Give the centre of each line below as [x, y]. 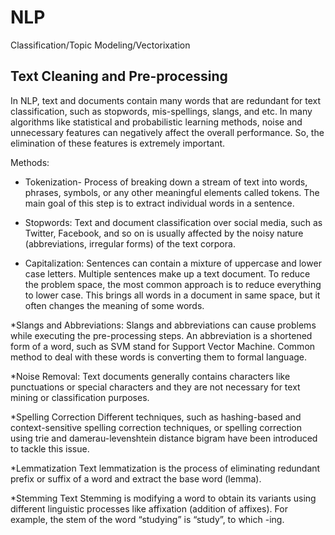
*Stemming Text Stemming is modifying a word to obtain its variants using [163, 498]
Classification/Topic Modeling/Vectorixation [100, 45]
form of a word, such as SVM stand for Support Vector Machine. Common [163, 346]
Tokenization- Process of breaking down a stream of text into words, [166, 182]
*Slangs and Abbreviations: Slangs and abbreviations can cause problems [163, 325]
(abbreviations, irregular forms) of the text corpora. [130, 243]
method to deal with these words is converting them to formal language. [159, 357]
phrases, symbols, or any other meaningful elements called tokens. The [172, 192]
